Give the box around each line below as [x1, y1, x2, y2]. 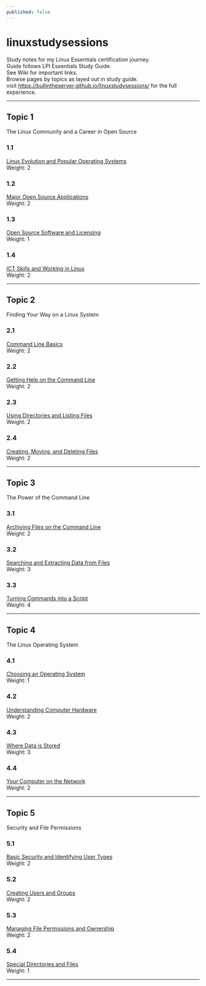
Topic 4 [6, 625, 36, 635]
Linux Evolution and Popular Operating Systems [6, 157, 127, 164]
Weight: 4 [6, 601, 31, 609]
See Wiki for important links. [6, 69, 78, 76]
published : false [6, 9, 51, 15]
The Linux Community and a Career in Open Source [6, 128, 137, 136]
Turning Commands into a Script [6, 595, 88, 602]
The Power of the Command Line [6, 494, 90, 501]
